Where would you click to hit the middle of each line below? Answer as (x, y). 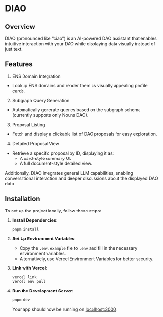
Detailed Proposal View (36, 143)
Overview (20, 27)
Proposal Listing (28, 124)
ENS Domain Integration (36, 76)
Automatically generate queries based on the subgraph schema (76, 110)
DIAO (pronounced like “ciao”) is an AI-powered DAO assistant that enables (81, 38)
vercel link (24, 277)
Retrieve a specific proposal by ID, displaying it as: (63, 153)
